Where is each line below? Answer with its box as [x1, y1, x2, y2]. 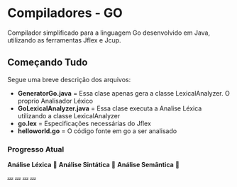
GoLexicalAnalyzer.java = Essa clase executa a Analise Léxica [17, 104, 202, 113]
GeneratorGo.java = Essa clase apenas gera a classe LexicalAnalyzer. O [17, 89, 231, 97]
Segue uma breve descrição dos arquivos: [7, 75, 131, 84]
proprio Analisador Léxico [17, 96, 94, 105]
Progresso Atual [7, 144, 65, 154]
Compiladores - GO [7, 5, 123, 21]
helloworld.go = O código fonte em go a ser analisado [17, 126, 177, 135]
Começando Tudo [7, 57, 88, 69]
